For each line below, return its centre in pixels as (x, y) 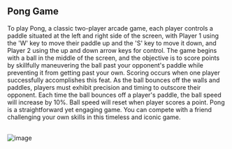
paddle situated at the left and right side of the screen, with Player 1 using (113, 36)
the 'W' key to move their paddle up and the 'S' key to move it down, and (112, 43)
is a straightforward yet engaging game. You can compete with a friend (109, 109)
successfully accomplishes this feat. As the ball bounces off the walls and (114, 80)
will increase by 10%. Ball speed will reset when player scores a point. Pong (116, 102)
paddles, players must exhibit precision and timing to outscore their (104, 87)
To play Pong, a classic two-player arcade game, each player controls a (110, 28)
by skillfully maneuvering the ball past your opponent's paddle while (106, 65)
